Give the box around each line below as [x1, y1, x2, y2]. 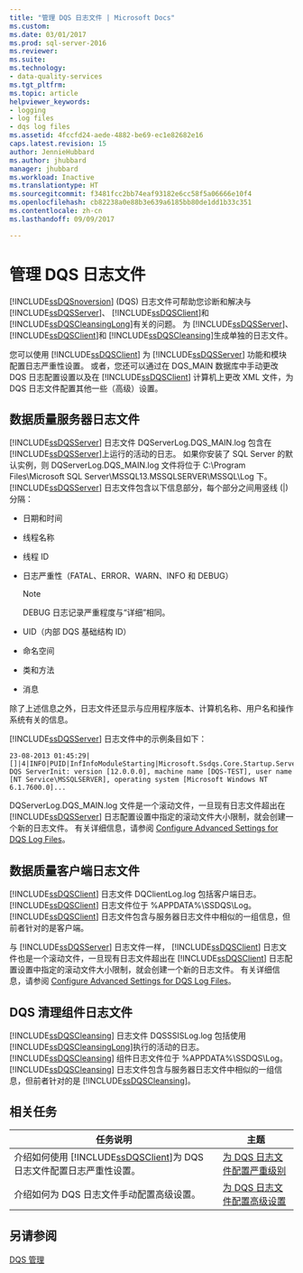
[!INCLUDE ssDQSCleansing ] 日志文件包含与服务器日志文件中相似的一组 [9, 1064, 275, 1074]
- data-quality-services [9, 72, 103, 81]
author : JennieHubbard [9, 147, 95, 156]
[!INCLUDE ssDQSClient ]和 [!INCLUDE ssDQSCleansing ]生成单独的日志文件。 [9, 330, 293, 340]
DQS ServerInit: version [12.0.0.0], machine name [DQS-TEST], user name [9, 767, 293, 776]
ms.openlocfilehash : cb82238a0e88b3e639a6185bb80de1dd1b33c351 [9, 198, 252, 208]
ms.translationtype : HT [9, 181, 99, 190]
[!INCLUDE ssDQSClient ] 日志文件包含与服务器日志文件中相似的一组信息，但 [9, 911, 291, 922]
